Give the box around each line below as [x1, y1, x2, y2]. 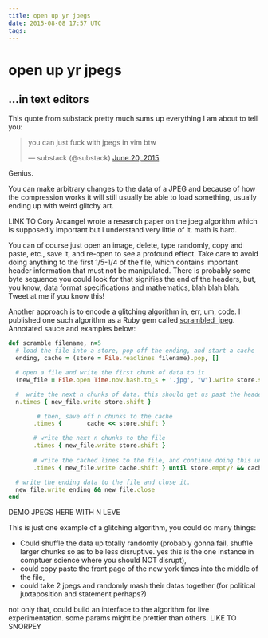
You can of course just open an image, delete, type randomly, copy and [8, 240, 243, 250]
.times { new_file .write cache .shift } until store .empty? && [33, 464, 245, 472]
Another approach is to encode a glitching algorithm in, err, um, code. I [8, 307, 241, 316]
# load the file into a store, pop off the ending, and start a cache [15, 347, 255, 355]
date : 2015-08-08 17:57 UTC [8, 19, 102, 27]
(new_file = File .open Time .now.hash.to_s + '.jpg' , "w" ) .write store [15, 376, 255, 384]
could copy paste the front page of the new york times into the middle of [19, 564, 259, 573]
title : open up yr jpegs [8, 11, 91, 20]
